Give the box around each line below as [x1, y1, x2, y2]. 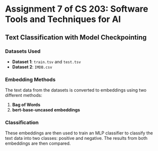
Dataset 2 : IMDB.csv [12, 64, 53, 70]
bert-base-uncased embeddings [12, 107, 80, 113]
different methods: [5, 93, 42, 98]
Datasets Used [5, 48, 40, 55]
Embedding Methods [5, 76, 56, 83]
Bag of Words [12, 102, 40, 108]
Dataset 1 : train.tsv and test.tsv [12, 58, 81, 64]
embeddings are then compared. [5, 140, 71, 147]
